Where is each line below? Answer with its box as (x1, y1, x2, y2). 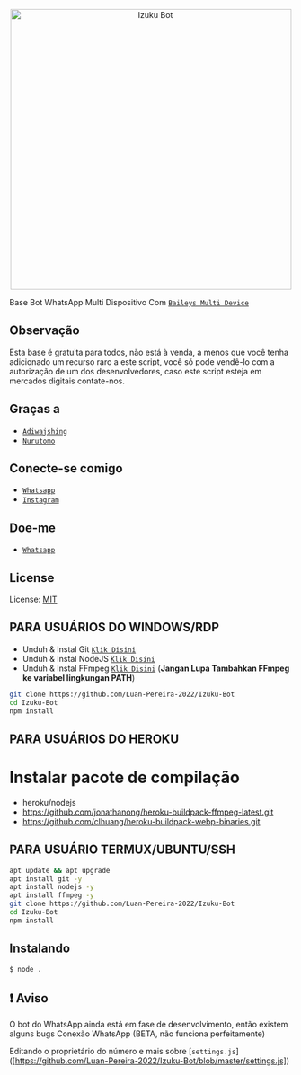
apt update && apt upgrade (9, 866, 111, 875)
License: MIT (9, 594, 58, 605)
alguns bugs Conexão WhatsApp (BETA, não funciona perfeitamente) (9, 1028, 266, 1039)
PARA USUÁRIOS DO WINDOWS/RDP (9, 620, 220, 635)
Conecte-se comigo (9, 461, 123, 476)
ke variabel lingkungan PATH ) (22, 672, 136, 683)
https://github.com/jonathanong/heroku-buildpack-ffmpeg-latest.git (22, 806, 274, 817)
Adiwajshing (22, 427, 67, 436)
